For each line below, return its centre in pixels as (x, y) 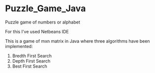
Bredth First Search (32, 56)
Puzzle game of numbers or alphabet (43, 22)
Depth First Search (31, 61)
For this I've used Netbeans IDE (37, 31)
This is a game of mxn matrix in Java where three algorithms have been (77, 41)
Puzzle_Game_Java (46, 9)
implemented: (19, 46)
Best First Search (30, 66)
